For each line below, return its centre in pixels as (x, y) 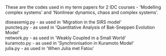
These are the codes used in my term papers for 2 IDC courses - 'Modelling (83, 7)
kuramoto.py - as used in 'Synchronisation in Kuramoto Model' (69, 43)
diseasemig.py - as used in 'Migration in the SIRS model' (63, 22)
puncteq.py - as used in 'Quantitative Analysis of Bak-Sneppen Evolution (80, 27)
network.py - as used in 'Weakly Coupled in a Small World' (65, 38)
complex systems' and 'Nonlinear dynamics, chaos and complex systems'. (82, 12)
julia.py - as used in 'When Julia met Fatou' (49, 48)
